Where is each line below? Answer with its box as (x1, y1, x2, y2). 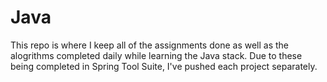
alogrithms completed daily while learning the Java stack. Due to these (10, 49, 303, 61)
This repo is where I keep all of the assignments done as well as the (10, 39, 290, 51)
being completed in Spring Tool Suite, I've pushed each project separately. (10, 60, 318, 72)
